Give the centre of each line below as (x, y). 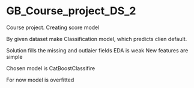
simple (14, 56)
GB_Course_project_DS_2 (71, 11)
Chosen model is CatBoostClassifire (51, 68)
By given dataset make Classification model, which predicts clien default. (97, 39)
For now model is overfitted (40, 80)
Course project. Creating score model (53, 27)
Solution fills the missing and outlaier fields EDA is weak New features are (97, 50)
